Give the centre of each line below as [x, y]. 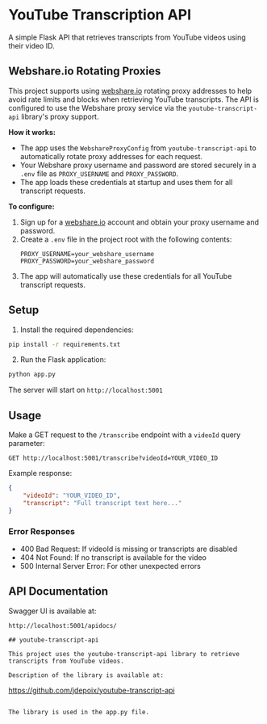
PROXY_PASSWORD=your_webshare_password [87, 261]
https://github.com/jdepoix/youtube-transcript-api [92, 690]
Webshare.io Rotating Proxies [85, 72]
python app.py [32, 375]
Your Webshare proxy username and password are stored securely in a [138, 165]
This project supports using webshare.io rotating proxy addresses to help [130, 90]
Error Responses [42, 531]
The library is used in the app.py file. [79, 712]
